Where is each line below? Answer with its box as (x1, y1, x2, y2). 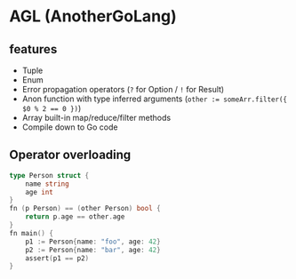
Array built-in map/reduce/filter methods (21, 113, 172, 123)
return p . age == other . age (25, 212, 125, 221)
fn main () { (9, 228, 53, 237)
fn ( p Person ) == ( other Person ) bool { (9, 204, 162, 213)
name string (25, 179, 69, 188)
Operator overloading (9, 147, 132, 163)
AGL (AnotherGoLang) (9, 6, 178, 27)
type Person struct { (9, 171, 90, 179)
